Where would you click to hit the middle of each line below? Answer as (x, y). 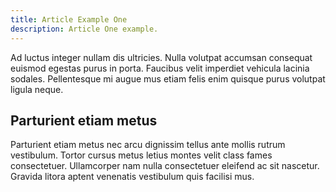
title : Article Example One (69, 19)
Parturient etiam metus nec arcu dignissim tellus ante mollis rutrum (148, 145)
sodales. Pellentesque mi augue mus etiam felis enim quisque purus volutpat (168, 78)
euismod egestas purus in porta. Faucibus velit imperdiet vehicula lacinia (160, 68)
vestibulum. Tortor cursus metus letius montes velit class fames (141, 155)
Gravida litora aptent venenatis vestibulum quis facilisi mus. (132, 177)
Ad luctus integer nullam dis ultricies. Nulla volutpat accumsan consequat (161, 57)
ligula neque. (37, 89)
